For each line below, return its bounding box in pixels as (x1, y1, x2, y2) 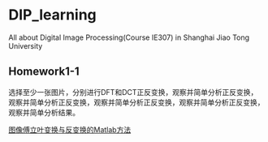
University (8, 41, 43, 50)
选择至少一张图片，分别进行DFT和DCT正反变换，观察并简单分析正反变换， (8, 87, 258, 97)
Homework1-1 (8, 65, 80, 79)
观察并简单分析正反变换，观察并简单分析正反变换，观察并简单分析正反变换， (8, 97, 265, 107)
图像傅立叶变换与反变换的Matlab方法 (8, 124, 132, 135)
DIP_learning (8, 6, 97, 24)
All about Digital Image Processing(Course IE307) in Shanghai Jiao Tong (8, 32, 250, 42)
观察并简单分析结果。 (8, 107, 80, 117)
